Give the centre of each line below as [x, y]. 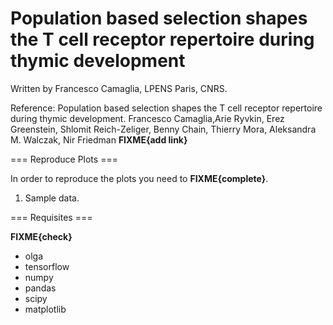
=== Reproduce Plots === [64, 159]
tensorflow [47, 266]
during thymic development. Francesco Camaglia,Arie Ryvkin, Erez [147, 118]
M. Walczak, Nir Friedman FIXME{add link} [99, 139]
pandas [40, 288]
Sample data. [52, 198]
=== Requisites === [51, 217]
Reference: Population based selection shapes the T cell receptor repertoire [166, 108]
